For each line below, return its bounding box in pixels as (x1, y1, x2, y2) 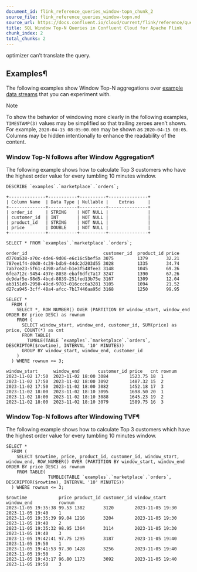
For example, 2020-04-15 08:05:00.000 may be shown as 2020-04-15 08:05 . (6, 125, 188, 132)
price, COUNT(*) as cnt (6, 328, 64, 333)
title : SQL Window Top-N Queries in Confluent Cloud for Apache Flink (6, 25, 182, 31)
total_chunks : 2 (6, 36, 46, 42)
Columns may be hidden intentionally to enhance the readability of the (6, 132, 176, 139)
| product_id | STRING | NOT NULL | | (6, 220, 151, 226)
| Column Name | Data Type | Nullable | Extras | (6, 199, 151, 205)
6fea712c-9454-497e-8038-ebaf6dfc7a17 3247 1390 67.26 (6, 271, 180, 277)
